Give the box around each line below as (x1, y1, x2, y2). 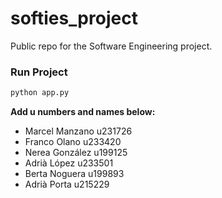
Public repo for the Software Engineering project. (10, 40, 213, 52)
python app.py (10, 88, 70, 98)
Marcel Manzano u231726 (24, 125, 133, 137)
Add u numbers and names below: (10, 106, 156, 118)
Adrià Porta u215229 (24, 178, 110, 191)
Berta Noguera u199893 (24, 168, 125, 180)
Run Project (10, 65, 68, 79)
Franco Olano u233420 (24, 136, 122, 148)
